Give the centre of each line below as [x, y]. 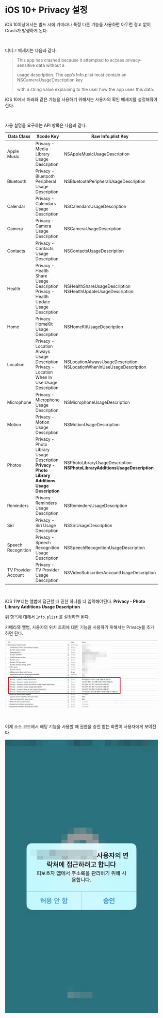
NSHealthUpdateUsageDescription [99, 291]
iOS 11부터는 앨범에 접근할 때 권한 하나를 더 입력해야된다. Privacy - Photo [75, 601]
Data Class [19, 137]
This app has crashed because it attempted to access [71, 60]
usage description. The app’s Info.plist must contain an [72, 75]
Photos [14, 465]
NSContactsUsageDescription [94, 251]
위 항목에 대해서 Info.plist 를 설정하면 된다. [48, 617]
